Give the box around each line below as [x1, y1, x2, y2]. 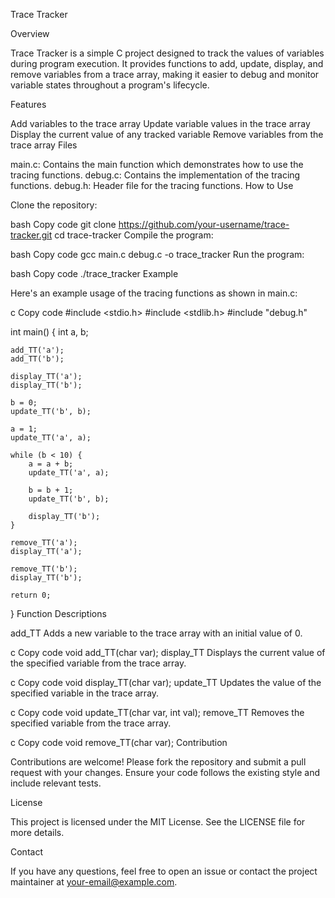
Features [10, 99, 47, 110]
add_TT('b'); [10, 354, 65, 364]
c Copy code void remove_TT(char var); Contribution [10, 737, 228, 748]
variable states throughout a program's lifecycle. [10, 79, 210, 91]
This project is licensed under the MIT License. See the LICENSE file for [10, 816, 306, 828]
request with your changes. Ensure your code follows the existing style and [10, 767, 321, 778]
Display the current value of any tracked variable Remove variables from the [10, 129, 324, 140]
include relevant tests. [10, 777, 102, 789]
